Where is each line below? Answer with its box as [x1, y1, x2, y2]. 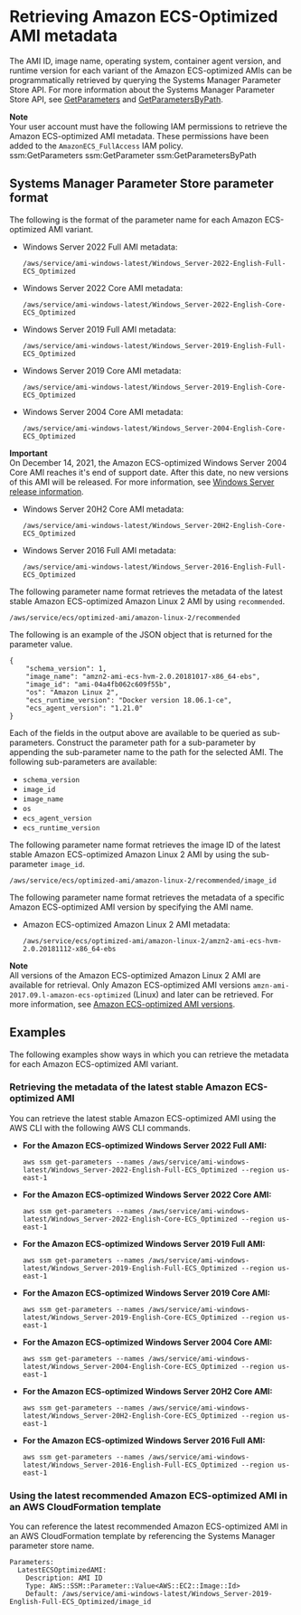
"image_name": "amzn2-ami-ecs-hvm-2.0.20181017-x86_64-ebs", [25, 672, 260, 681]
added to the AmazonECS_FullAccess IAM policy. [9, 140, 183, 151]
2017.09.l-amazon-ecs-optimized [9, 990, 131, 1000]
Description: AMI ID [25, 1573, 103, 1583]
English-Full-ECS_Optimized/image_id [9, 1598, 152, 1607]
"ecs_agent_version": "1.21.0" [25, 704, 144, 713]
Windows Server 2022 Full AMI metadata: [22, 241, 178, 252]
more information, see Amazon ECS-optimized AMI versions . [9, 998, 236, 1009]
